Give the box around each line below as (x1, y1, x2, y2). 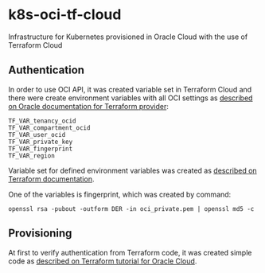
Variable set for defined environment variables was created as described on (8, 166, 257, 175)
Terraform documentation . (8, 174, 95, 184)
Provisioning (8, 227, 72, 240)
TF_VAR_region (8, 151, 56, 160)
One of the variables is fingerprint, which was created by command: (8, 189, 232, 199)
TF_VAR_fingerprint (8, 145, 73, 153)
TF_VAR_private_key (8, 138, 73, 146)
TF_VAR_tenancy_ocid (8, 117, 77, 125)
